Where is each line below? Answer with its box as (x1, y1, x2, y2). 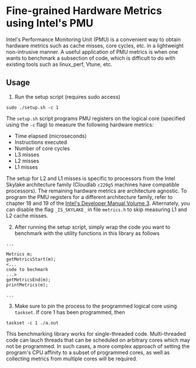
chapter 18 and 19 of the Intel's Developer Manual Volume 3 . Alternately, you (6, 200, 190, 207)
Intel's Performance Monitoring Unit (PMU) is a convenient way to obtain (6, 36, 181, 43)
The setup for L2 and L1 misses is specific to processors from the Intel (6, 174, 176, 182)
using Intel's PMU (6, 16, 94, 30)
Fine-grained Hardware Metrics (6, 4, 163, 18)
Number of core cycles (14, 145, 70, 152)
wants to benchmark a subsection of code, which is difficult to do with (6, 54, 176, 61)
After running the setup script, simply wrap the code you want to (14, 223, 171, 231)
